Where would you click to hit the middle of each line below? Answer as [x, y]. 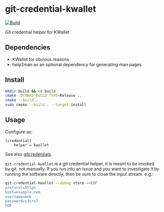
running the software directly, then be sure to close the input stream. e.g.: [79, 174]
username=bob [18, 197]
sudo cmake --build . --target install [46, 105]
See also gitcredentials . [29, 154]
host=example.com [23, 192]
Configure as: [19, 132]
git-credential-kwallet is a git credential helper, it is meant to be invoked [80, 164]
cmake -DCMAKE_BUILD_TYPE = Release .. [44, 96]
